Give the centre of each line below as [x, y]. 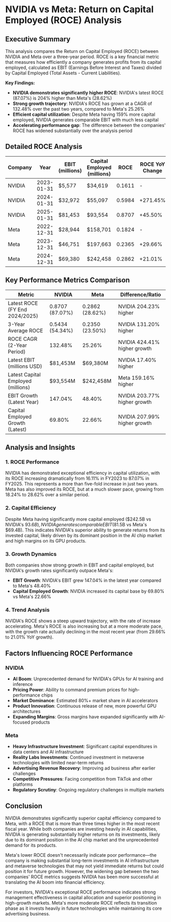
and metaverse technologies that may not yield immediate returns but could [84, 866]
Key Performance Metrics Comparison [68, 280]
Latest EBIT [22, 360]
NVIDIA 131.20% [139, 324]
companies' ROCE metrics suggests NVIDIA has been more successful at [82, 877]
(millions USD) [25, 366]
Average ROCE [25, 330]
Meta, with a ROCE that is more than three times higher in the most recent [82, 824]
